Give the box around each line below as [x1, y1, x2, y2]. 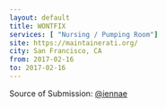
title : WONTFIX [9, 22, 66, 31]
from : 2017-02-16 [9, 55, 74, 64]
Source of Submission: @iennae [9, 87, 128, 99]
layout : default [9, 13, 70, 22]
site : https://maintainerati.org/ [9, 38, 139, 48]
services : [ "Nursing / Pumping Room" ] [9, 30, 159, 39]
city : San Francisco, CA [9, 47, 102, 56]
